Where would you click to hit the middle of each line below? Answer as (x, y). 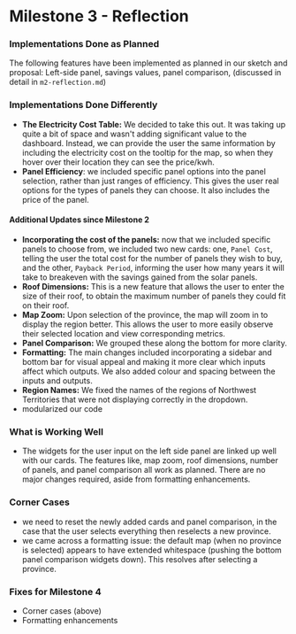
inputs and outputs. (57, 380)
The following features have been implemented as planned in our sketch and (148, 63)
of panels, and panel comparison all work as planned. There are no (144, 470)
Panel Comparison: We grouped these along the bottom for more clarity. (154, 343)
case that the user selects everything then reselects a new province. (146, 531)
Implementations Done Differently (83, 105)
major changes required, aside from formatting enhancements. (136, 479)
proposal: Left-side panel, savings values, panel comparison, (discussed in (145, 73)
